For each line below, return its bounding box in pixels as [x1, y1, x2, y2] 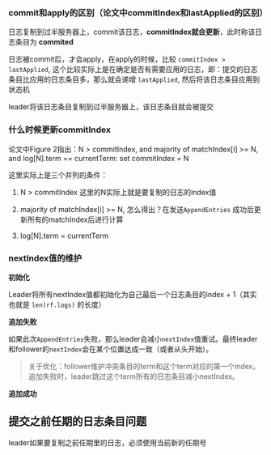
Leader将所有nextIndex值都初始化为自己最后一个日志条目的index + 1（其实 [8, 289, 257, 299]
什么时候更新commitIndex [8, 124, 112, 135]
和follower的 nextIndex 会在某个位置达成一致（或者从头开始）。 [8, 344, 214, 354]
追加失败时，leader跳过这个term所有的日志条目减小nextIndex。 [28, 371, 240, 381]
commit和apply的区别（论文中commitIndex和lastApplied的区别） [8, 6, 269, 18]
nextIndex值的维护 [8, 253, 83, 264]
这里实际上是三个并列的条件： [8, 170, 108, 180]
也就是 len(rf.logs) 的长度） [8, 300, 106, 309]
